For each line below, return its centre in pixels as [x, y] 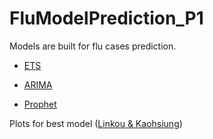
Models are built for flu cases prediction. [93, 46]
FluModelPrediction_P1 [106, 18]
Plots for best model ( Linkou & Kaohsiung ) [96, 123]
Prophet [40, 104]
